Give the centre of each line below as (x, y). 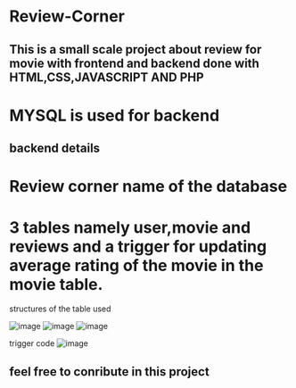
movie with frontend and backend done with (135, 63)
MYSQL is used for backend (115, 116)
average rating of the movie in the (136, 265)
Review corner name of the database (148, 187)
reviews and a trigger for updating (138, 246)
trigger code (32, 343)
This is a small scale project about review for (136, 50)
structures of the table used (60, 309)
